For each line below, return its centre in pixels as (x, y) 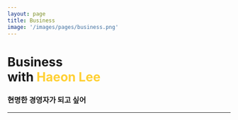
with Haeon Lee (54, 77)
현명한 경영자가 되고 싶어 (47, 100)
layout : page (27, 14)
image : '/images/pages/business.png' (63, 27)
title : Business (31, 20)
